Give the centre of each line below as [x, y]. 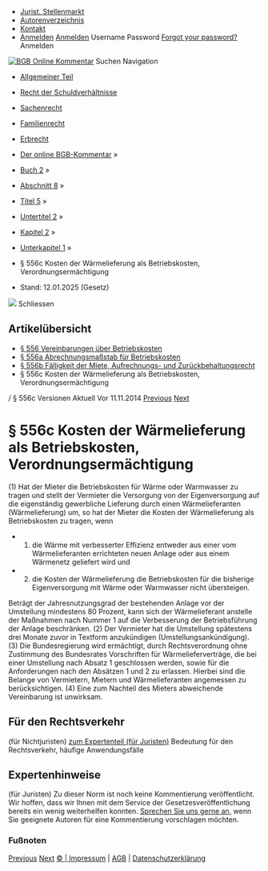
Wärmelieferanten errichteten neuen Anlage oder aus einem [130, 553]
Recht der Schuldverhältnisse [68, 92]
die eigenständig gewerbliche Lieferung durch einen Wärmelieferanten [125, 504]
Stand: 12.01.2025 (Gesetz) [64, 287]
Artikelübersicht [50, 329]
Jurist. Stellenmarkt [52, 12]
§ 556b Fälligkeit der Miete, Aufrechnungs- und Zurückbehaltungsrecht [137, 365]
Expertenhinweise [55, 774]
